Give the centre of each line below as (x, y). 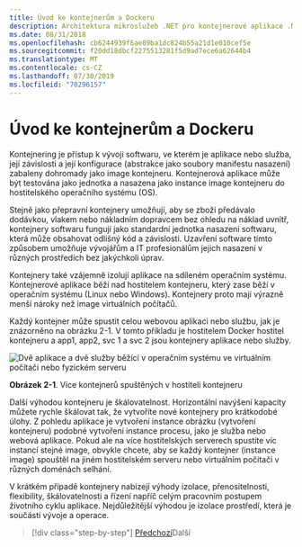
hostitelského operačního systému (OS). (84, 192)
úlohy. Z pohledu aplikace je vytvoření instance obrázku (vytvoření (133, 421)
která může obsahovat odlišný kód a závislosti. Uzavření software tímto (141, 238)
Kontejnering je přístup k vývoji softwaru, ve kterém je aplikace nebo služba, (151, 154)
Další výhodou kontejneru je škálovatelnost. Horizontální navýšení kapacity (148, 402)
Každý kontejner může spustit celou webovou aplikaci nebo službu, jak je (145, 321)
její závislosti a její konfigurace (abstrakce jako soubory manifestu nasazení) (150, 164)
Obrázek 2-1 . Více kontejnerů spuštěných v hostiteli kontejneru (126, 384)
